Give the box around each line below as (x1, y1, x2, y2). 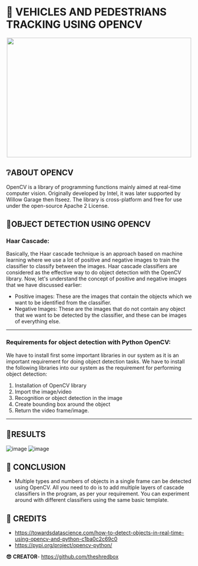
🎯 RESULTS (6, 429, 46, 439)
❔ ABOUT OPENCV (6, 168, 74, 178)
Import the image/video (14, 388, 72, 395)
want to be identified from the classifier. (14, 299, 112, 306)
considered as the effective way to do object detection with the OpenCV (6, 269, 181, 276)
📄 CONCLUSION (6, 462, 66, 472)
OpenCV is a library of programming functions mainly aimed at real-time (6, 183, 181, 190)
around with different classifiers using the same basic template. (14, 497, 169, 504)
